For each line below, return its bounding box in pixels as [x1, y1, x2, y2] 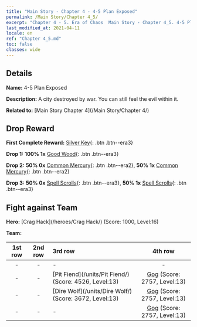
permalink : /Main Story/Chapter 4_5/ [6, 14, 98, 20]
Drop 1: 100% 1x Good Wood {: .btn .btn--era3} [6, 151, 119, 158]
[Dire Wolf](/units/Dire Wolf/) [52, 287, 133, 295]
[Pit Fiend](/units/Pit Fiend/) [52, 270, 130, 278]
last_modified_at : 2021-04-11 [6, 25, 80, 31]
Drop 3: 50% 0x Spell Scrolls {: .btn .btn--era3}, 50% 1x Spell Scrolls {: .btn [6, 179, 186, 186]
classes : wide [6, 47, 41, 53]
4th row [152, 247, 175, 256]
